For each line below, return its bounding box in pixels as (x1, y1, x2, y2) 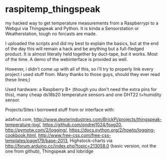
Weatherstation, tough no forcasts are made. (5, 30, 97, 36)
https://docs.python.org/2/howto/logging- (69, 126, 156, 133)
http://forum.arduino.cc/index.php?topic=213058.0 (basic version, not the (5, 142, 157, 148)
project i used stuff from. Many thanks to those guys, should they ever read (5, 71, 161, 77)
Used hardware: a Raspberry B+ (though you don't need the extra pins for (5, 86, 157, 92)
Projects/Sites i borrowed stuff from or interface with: (5, 106, 115, 112)
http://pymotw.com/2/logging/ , (5, 126, 68, 133)
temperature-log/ (5, 121, 41, 127)
